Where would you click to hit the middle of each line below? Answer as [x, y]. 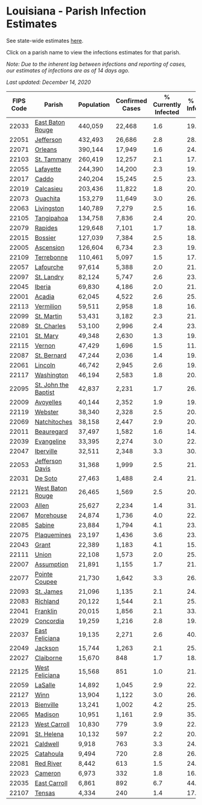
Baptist [44, 392]
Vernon [45, 345]
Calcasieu [49, 188]
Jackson [47, 648]
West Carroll [52, 724]
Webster [47, 412]
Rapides [46, 227]
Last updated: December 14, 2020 [49, 82]
